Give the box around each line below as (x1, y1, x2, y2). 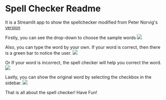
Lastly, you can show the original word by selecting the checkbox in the (5, 74, 152, 80)
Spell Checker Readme (5, 3, 101, 14)
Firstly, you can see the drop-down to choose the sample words (5, 34, 136, 40)
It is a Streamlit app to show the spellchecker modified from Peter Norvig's (5, 19, 158, 25)
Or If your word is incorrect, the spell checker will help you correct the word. (5, 60, 162, 66)
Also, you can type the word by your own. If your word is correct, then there (5, 44, 161, 50)
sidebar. (5, 80, 22, 86)
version (5, 24, 21, 30)
